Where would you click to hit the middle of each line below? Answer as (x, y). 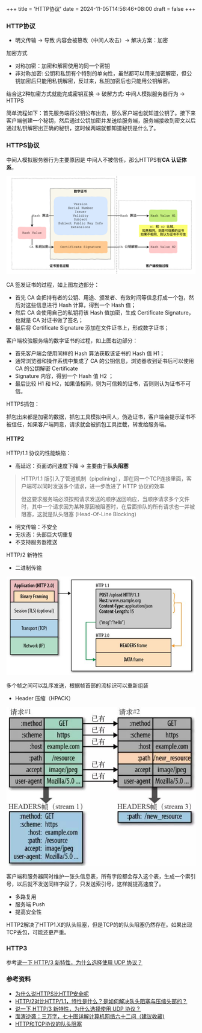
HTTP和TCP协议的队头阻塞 (48, 1024)
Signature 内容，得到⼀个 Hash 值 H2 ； (64, 376)
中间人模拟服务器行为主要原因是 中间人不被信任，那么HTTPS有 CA (88, 159)
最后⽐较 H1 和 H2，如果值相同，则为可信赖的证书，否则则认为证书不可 (103, 384)
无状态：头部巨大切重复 (44, 534)
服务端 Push (30, 904)
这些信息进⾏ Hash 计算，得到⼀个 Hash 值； (81, 305)
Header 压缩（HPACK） (44, 698)
